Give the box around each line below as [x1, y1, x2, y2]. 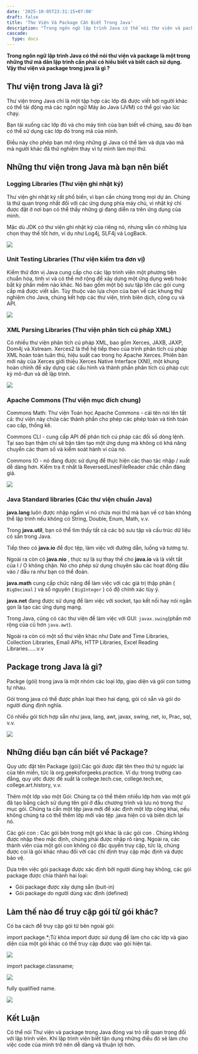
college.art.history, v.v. [6, 782, 62, 789]
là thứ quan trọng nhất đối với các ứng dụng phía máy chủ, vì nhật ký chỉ [6, 200, 182, 207]
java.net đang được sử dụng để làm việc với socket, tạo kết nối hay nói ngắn [6, 597, 192, 604]
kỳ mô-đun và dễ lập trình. [6, 370, 71, 377]
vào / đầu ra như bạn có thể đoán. [6, 568, 89, 575]
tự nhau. [6, 684, 27, 691]
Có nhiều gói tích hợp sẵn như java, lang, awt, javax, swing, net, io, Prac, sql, [6, 713, 192, 720]
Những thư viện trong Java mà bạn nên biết [6, 162, 169, 172]
